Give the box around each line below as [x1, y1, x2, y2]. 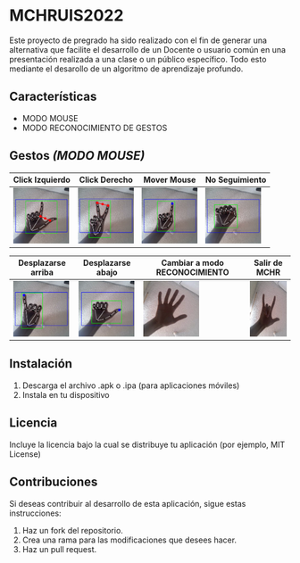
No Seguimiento [204, 175, 267, 186]
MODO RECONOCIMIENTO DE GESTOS [21, 122, 168, 133]
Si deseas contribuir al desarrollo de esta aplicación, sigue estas [9, 498, 246, 509]
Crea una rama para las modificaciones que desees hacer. [21, 534, 237, 545]
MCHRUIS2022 [9, 5, 124, 26]
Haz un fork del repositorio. [21, 525, 123, 535]
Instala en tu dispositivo [21, 389, 110, 400]
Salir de [254, 258, 283, 269]
